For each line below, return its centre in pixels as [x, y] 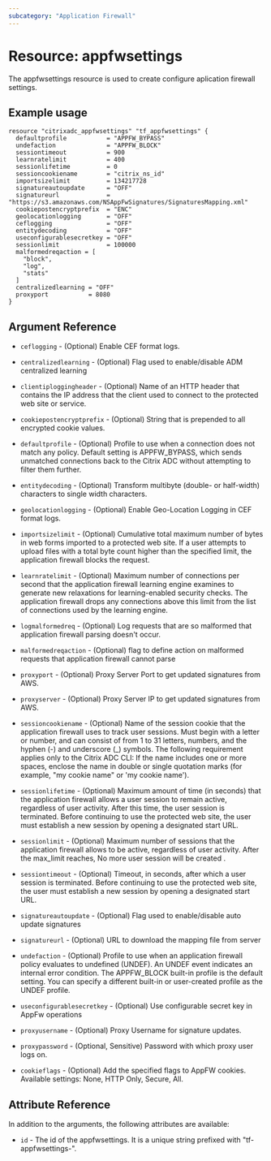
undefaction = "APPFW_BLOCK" [88, 146]
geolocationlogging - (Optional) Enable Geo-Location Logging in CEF [136, 510]
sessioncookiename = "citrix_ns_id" [90, 174]
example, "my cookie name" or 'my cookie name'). [104, 775]
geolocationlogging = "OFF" [74, 217]
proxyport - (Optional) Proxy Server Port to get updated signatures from [140, 675]
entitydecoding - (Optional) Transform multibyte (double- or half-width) [140, 486]
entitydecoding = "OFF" [74, 231]
